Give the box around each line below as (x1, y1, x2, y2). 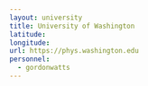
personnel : (9, 55, 51, 64)
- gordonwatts (17, 64, 70, 73)
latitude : (9, 30, 47, 39)
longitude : (9, 38, 51, 47)
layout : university (9, 13, 83, 22)
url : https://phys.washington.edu (9, 47, 140, 56)
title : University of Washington (9, 21, 135, 30)
